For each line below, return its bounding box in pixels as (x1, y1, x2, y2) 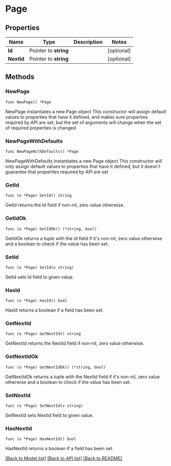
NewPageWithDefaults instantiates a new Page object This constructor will (5, 158, 162, 164)
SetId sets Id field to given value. (5, 274, 74, 280)
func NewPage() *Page (5, 99, 52, 105)
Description (73, 39, 103, 45)
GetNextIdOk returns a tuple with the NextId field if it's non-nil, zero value (5, 373, 160, 380)
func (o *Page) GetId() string (5, 193, 72, 198)
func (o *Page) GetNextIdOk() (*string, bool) (5, 365, 106, 370)
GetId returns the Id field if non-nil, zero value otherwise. (5, 202, 125, 208)
